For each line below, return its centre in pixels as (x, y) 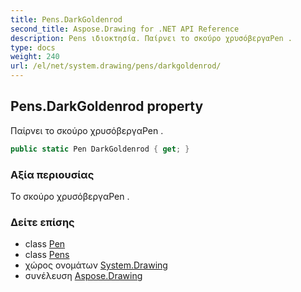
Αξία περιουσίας (52, 174)
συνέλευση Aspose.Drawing (83, 276)
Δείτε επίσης (42, 222)
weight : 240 (35, 57)
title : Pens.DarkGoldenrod (66, 19)
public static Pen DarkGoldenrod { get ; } (100, 149)
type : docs (33, 47)
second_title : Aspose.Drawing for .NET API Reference (125, 29)
